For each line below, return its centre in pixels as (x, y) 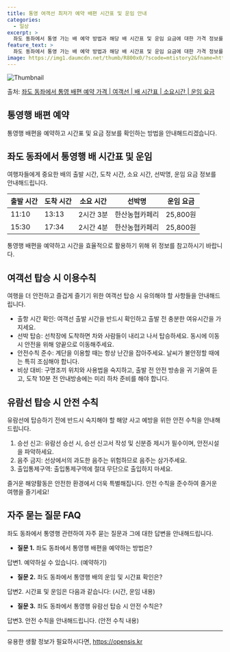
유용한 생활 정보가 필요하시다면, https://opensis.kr (75, 641)
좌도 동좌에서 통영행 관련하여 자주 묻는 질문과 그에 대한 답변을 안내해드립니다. (110, 533)
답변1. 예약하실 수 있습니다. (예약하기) (57, 562)
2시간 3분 (93, 215)
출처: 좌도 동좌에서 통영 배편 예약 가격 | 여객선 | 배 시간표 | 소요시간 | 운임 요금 (111, 91)
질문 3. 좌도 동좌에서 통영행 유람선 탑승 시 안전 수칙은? (90, 605)
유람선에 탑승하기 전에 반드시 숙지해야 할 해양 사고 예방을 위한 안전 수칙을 (105, 420)
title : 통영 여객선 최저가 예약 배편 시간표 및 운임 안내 (77, 13)
